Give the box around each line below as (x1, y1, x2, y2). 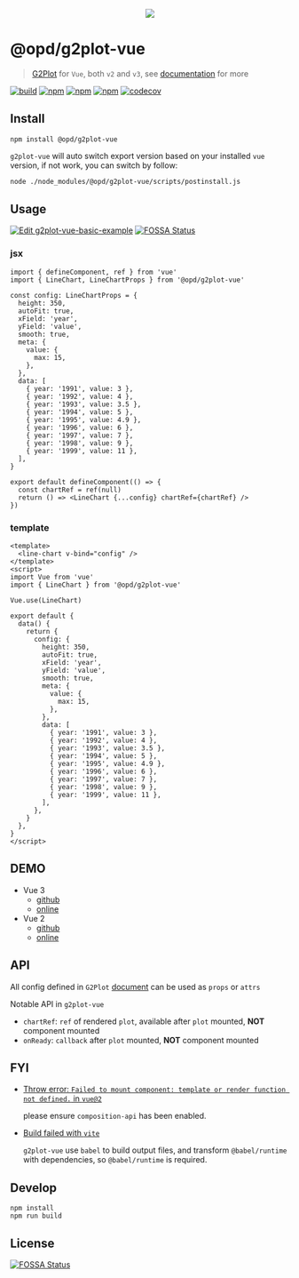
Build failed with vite (22, 1128, 100, 1138)
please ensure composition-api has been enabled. (22, 1111, 207, 1122)
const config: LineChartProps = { (10, 291, 138, 300)
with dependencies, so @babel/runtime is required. (22, 1154, 208, 1165)
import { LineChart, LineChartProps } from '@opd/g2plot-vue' (10, 276, 245, 284)
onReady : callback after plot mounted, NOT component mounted (22, 1034, 259, 1045)
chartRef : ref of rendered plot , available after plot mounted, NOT (22, 1016, 265, 1026)
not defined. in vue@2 (22, 1093, 103, 1104)
